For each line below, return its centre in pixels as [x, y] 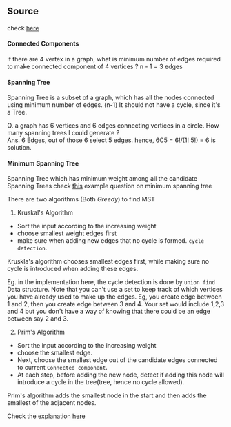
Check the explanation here [46, 416]
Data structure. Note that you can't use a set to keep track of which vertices [115, 290]
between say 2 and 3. [38, 319]
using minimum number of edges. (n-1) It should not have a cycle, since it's [114, 105]
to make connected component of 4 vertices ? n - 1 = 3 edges [95, 67]
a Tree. [17, 112]
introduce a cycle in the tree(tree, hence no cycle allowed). [101, 382]
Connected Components [43, 43]
